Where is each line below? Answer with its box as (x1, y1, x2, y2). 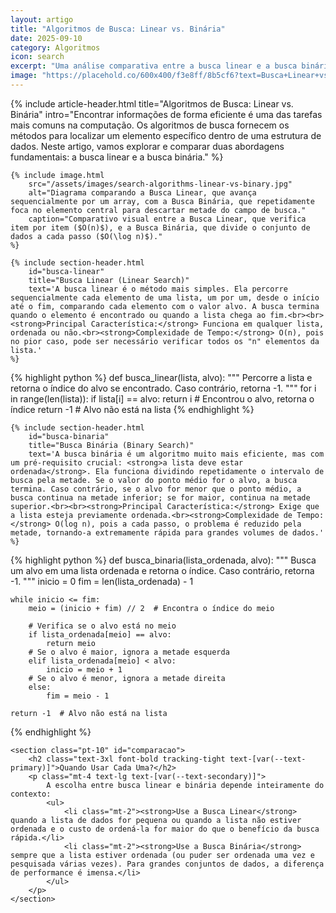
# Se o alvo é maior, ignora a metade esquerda (28, 647, 230, 657)
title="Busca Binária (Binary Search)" (28, 440, 195, 450)
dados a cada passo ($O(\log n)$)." (10, 231, 163, 241)
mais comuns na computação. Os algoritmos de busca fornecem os (10, 119, 290, 131)
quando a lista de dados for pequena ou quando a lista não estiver (10, 815, 302, 825)
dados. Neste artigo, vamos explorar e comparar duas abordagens (10, 140, 285, 152)
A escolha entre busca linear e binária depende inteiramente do (46, 780, 325, 790)
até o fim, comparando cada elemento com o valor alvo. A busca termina (10, 301, 320, 311)
